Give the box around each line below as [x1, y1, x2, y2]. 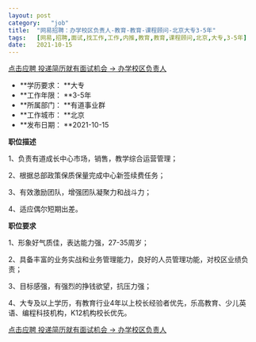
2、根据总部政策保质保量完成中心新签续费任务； [8, 171, 166, 180]
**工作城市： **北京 [19, 110, 85, 120]
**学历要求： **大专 [19, 81, 85, 90]
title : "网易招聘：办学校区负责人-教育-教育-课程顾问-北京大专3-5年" [8, 26, 216, 34]
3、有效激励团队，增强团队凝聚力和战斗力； [8, 188, 152, 197]
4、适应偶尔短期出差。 [8, 204, 83, 214]
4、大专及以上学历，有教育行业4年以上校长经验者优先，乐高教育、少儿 [8, 298, 240, 308]
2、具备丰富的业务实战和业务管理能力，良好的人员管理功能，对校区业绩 [8, 255, 242, 264]
